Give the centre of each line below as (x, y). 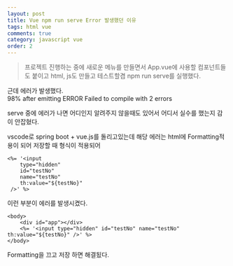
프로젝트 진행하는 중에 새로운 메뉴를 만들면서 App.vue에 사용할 (110, 67)
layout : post (26, 14)
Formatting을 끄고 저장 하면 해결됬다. (58, 255)
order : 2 (20, 46)
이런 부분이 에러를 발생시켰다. (48, 203)
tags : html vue (29, 27)
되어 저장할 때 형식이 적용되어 (60, 145)
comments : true (29, 33)
